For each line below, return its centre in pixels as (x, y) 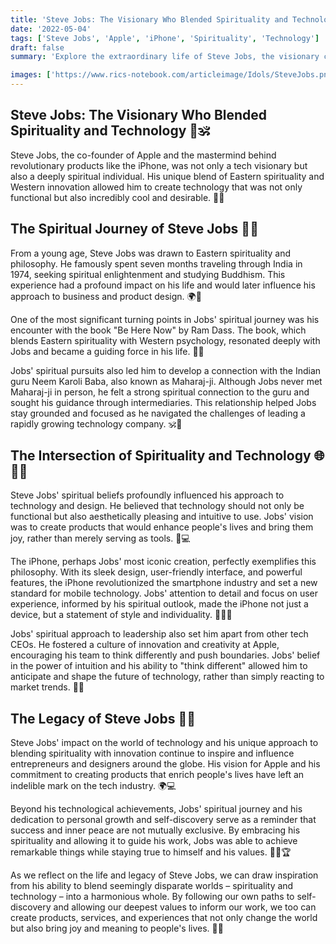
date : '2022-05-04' (51, 29)
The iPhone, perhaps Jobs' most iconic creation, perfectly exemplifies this (163, 562)
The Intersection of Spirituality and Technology (161, 456)
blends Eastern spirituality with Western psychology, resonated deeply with (165, 340)
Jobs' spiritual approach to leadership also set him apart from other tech (159, 634)
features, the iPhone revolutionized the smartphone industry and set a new (164, 583)
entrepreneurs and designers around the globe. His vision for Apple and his (165, 764)
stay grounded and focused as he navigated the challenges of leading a (158, 413)
